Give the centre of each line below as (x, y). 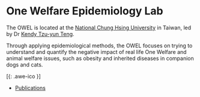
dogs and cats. (25, 65)
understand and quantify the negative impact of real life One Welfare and (97, 51)
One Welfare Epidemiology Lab (85, 11)
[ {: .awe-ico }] (23, 76)
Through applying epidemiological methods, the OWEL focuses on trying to (99, 46)
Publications (30, 87)
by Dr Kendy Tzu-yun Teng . (40, 34)
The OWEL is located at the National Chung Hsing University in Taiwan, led (99, 28)
